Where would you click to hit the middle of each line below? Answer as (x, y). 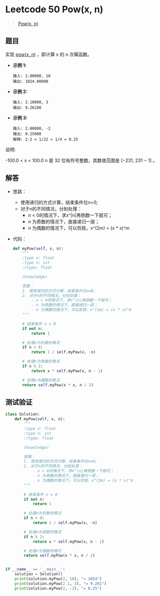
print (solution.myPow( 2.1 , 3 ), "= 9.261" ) (61, 583)
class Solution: (23, 414)
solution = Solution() (39, 574)
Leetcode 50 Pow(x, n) (54, 9)
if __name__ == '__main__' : (35, 569)
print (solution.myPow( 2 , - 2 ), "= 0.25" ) (58, 588)
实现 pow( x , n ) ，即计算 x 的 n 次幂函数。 (49, 54)
